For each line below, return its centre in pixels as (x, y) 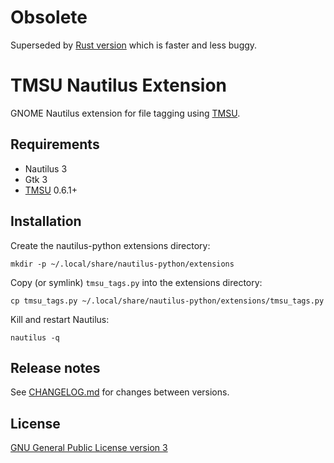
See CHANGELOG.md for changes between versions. (120, 392)
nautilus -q (35, 337)
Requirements (55, 144)
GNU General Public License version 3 (89, 448)
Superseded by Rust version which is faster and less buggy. (134, 45)
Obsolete (49, 17)
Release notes (55, 367)
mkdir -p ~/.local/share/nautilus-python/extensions (122, 264)
